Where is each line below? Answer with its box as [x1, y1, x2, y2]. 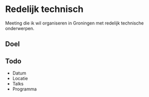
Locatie [12, 75, 28, 81]
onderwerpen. [5, 25, 34, 31]
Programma [12, 86, 37, 92]
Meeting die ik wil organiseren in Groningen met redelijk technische [5, 20, 144, 26]
